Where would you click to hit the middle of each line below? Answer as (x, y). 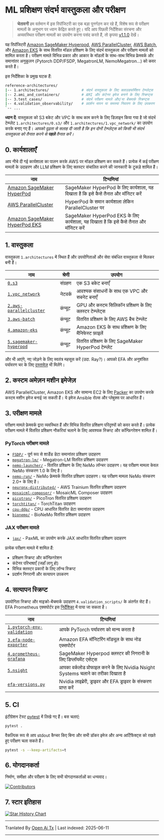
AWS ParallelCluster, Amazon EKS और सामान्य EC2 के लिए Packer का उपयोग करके (80, 392)
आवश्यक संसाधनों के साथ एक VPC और (112, 291)
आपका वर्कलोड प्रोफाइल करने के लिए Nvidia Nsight (107, 667)
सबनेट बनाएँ (87, 297)
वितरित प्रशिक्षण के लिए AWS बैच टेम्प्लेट (112, 319)
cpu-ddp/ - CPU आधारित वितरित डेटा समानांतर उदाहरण (58, 509)
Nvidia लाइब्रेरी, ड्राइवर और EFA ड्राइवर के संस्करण (105, 681)
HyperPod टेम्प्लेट (94, 347)
